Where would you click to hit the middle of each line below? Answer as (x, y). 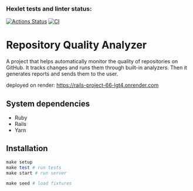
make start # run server (36, 173)
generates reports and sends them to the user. (62, 74)
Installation (27, 149)
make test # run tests (34, 168)
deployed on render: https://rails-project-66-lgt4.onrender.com (82, 85)
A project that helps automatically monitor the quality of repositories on (92, 62)
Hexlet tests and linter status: (49, 9)
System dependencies (48, 103)
